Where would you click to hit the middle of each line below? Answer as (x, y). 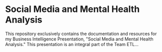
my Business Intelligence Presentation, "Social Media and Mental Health (79, 39)
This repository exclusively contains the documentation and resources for (81, 33)
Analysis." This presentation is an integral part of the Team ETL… (72, 44)
